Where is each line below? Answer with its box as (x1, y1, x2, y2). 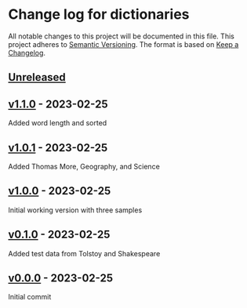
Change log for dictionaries (8, 5, 190, 24)
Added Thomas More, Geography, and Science (8, 161, 161, 171)
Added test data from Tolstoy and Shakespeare (8, 248, 161, 258)
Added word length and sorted (8, 118, 107, 128)
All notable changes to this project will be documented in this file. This (8, 31, 235, 41)
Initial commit (8, 292, 52, 302)
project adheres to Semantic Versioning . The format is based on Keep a (8, 39, 239, 49)
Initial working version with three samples (8, 205, 143, 215)
